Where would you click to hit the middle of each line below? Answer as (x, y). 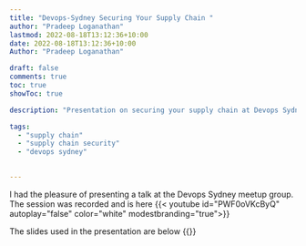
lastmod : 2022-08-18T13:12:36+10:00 (79, 35)
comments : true (38, 77)
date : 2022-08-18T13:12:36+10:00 (73, 43)
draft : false (34, 68)
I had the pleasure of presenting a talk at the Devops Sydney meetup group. (152, 194)
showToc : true (36, 93)
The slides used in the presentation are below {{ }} (103, 231)
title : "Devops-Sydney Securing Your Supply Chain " (112, 18)
